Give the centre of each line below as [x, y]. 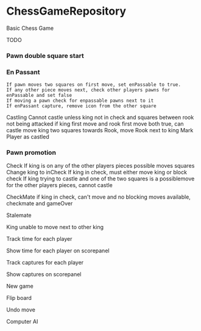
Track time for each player [39, 239]
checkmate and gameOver [40, 204]
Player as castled [28, 137]
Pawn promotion [31, 152]
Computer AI [22, 322]
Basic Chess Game [30, 28]
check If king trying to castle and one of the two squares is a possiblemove [100, 179]
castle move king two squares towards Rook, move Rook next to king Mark [100, 130]
